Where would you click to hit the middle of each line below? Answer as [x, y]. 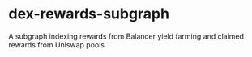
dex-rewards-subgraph [89, 14]
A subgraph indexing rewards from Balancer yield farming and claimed [126, 36]
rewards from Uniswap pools [57, 44]
